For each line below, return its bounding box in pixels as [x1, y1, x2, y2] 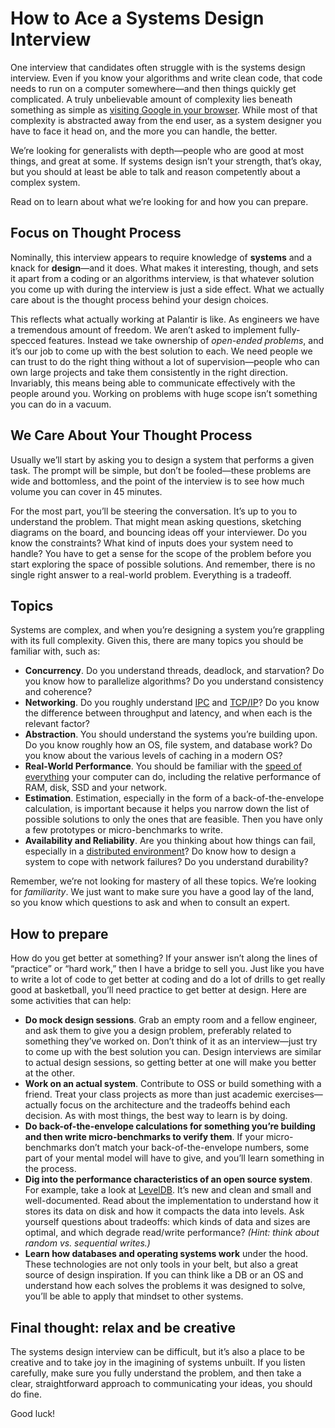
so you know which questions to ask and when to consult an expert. [10, 897, 291, 909]
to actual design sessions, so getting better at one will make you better [24, 1057, 317, 1069]
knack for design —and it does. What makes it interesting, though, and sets [10, 262, 319, 274]
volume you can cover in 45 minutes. [10, 485, 163, 497]
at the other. [24, 1067, 75, 1079]
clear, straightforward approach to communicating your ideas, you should [10, 1378, 313, 1389]
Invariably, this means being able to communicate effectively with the [10, 377, 296, 389]
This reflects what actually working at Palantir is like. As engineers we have [10, 313, 320, 325]
